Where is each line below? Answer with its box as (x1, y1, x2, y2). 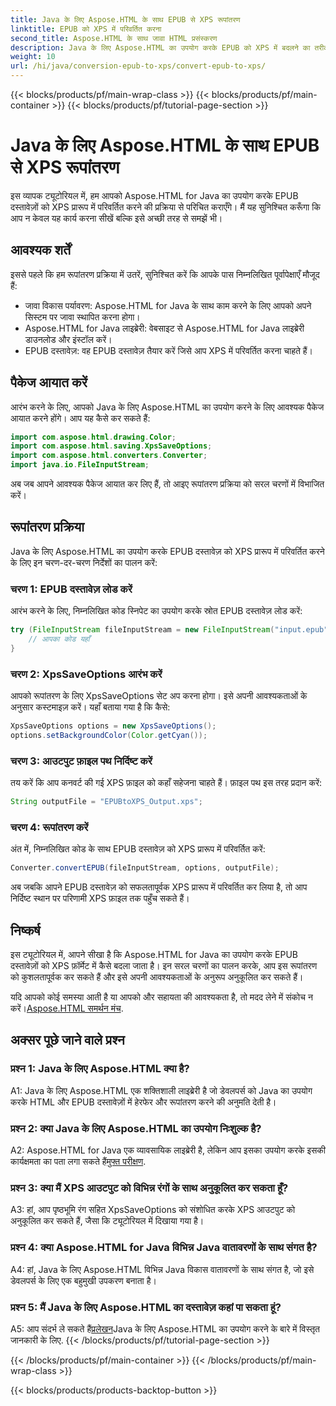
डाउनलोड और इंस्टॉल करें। (24, 333, 113, 345)
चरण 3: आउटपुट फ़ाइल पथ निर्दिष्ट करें (10, 754, 153, 768)
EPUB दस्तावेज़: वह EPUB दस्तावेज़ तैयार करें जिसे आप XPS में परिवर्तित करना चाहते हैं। (24, 344, 314, 356)
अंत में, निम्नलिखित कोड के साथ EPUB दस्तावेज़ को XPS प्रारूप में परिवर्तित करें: (10, 843, 266, 855)
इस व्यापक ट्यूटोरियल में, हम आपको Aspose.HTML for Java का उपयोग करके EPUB (10, 189, 299, 201)
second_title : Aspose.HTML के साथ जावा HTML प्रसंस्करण (10, 33, 218, 43)
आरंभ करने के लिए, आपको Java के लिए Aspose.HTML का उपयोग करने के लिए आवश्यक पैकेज (10, 401, 325, 413)
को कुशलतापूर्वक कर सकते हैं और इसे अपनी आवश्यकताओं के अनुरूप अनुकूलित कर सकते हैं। (10, 971, 304, 983)
